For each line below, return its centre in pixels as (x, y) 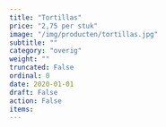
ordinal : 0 (30, 76)
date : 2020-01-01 (42, 84)
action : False (36, 101)
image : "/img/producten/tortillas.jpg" (84, 34)
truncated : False (42, 68)
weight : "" (30, 59)
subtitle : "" (34, 42)
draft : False (34, 92)
